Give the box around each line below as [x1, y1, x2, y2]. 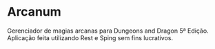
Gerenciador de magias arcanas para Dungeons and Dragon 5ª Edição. [7, 27, 209, 35]
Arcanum [7, 4, 62, 20]
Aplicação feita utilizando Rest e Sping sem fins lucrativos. [7, 33, 174, 42]
